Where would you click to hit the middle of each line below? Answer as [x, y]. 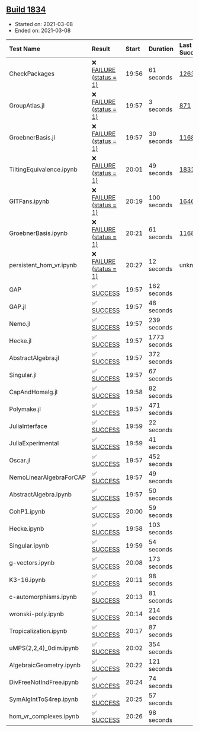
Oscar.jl [20, 460]
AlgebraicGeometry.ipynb [45, 665]
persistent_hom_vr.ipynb [43, 265]
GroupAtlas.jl [27, 105]
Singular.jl [23, 375]
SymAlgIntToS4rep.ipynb [44, 699]
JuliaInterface [28, 426]
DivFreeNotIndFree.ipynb [44, 682]
